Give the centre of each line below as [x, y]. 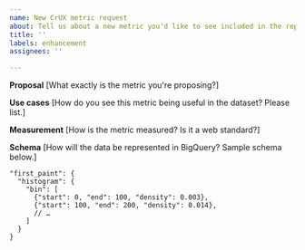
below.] [23, 157]
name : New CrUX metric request [69, 18]
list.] [17, 112]
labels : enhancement [49, 43]
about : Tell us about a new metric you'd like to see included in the [146, 26]
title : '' [28, 34]
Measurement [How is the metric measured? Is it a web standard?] [135, 130]
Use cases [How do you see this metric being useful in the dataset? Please [150, 103]
